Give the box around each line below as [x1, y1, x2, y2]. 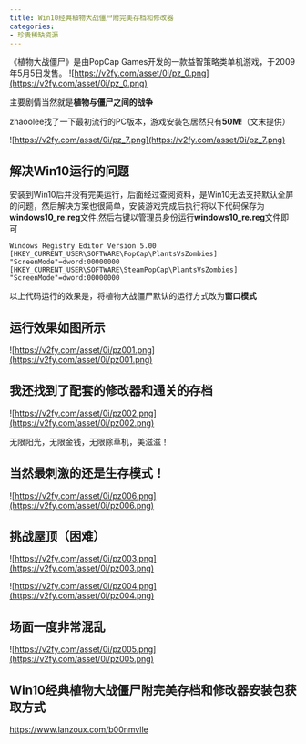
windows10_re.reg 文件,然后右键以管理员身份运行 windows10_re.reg [9, 212, 266, 223]
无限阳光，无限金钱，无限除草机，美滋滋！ [9, 436, 169, 447]
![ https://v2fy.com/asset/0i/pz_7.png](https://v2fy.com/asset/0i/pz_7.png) [9, 134, 286, 146]
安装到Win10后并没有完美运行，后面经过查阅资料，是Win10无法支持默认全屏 [9, 189, 294, 201]
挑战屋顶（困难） [9, 529, 106, 544]
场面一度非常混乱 [9, 619, 106, 635]
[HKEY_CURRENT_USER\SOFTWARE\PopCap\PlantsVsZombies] [9, 250, 219, 259]
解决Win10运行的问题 [9, 163, 129, 179]
